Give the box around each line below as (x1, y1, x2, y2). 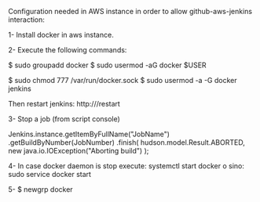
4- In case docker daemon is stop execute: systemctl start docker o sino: (8, 161, 245, 171)
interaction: (8, 15, 46, 24)
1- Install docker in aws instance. (8, 31, 114, 39)
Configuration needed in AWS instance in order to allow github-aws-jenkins (8, 7, 253, 16)
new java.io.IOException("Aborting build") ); (8, 146, 149, 155)
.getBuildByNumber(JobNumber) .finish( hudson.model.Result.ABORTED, (8, 138, 245, 147)
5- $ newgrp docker (8, 185, 73, 194)
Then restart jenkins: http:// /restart (8, 99, 120, 108)
